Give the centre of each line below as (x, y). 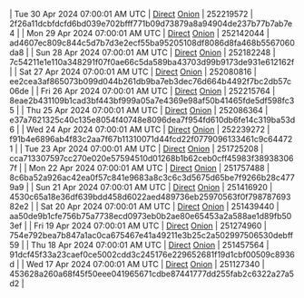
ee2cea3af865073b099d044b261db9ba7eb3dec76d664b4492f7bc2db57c (151, 81)
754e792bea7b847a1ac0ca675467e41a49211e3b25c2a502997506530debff (151, 235)
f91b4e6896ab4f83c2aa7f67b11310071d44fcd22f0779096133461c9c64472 (151, 139)
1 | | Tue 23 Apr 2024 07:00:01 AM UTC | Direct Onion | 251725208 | (137, 149)
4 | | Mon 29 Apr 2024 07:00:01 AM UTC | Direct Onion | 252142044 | (139, 33)
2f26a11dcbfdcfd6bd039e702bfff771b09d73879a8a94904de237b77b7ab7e (151, 24)
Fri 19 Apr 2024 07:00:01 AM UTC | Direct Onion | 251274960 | (151, 226)
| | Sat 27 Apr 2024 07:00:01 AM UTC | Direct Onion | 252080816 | (133, 72)
